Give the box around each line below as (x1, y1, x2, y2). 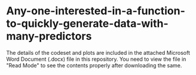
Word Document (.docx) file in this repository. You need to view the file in (6, 55, 186, 62)
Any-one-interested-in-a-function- (6, 4, 185, 18)
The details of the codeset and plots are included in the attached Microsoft (6, 49, 190, 56)
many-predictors (6, 30, 92, 43)
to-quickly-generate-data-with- (6, 17, 169, 30)
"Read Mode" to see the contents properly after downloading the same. (6, 61, 182, 69)
